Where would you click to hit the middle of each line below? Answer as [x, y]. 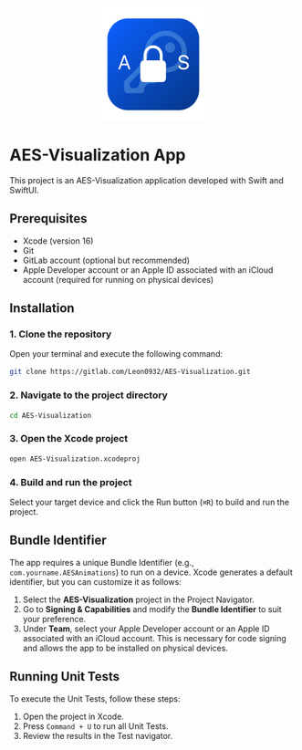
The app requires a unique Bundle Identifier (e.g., [102, 562]
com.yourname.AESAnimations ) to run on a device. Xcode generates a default [151, 572]
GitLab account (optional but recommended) [106, 260]
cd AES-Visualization [51, 415]
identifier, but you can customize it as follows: [96, 581]
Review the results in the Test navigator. [98, 735]
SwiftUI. [24, 190]
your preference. [54, 619]
